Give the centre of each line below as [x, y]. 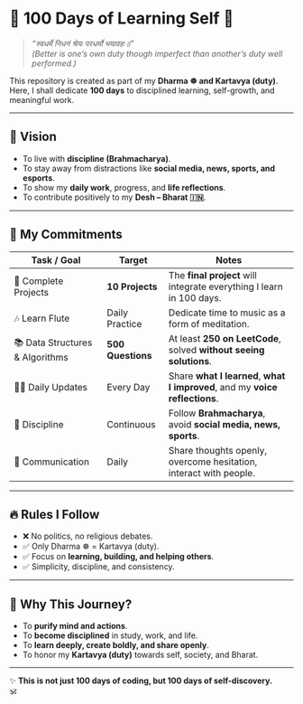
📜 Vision [33, 137]
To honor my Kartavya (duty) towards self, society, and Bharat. [140, 655]
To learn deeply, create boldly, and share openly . [115, 645]
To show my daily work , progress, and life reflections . [124, 187]
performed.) [54, 63]
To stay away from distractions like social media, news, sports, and [149, 168]
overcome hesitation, [213, 462]
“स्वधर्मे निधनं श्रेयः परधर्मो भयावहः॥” [83, 43]
